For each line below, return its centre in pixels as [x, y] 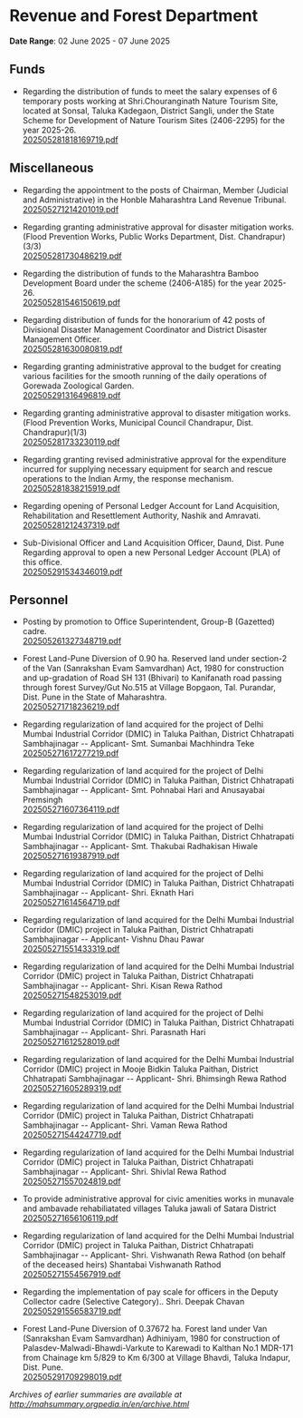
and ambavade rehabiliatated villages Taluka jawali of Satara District [149, 1208]
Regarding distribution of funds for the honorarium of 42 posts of [144, 319]
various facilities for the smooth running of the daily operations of [144, 376]
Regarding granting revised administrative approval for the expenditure [154, 459]
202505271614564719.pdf [71, 903]
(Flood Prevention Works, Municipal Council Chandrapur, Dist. [138, 422]
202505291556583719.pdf [72, 1311]
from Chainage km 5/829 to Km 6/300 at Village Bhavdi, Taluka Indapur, [156, 1358]
